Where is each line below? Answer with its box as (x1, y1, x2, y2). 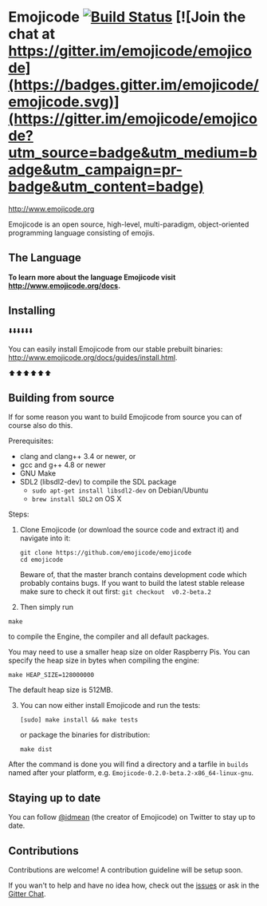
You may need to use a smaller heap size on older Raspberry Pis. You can (8, 647, 250, 657)
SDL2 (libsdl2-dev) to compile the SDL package (19, 477, 177, 487)
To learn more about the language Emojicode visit (8, 272, 176, 282)
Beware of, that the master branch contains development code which (19, 570, 247, 580)
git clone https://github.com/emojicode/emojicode (19, 549, 192, 557)
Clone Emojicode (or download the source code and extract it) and (19, 525, 239, 535)
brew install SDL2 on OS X (31, 494, 122, 504)
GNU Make (19, 469, 57, 478)
